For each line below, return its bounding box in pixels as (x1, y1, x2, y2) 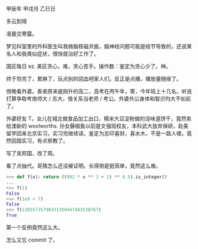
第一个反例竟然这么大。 (6, 224, 63, 231)
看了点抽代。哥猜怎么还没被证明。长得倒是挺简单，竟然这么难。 (6, 162, 161, 169)
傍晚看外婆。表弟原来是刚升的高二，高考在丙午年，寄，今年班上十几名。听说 (6, 88, 192, 94)
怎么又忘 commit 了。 (6, 237, 58, 243)
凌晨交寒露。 (6, 30, 37, 37)
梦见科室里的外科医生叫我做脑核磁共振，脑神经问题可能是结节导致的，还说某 (6, 43, 192, 50)
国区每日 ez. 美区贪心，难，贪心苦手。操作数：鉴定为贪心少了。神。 (6, 63, 171, 70)
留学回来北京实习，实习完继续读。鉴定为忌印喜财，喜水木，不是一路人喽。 (6, 130, 187, 137)
